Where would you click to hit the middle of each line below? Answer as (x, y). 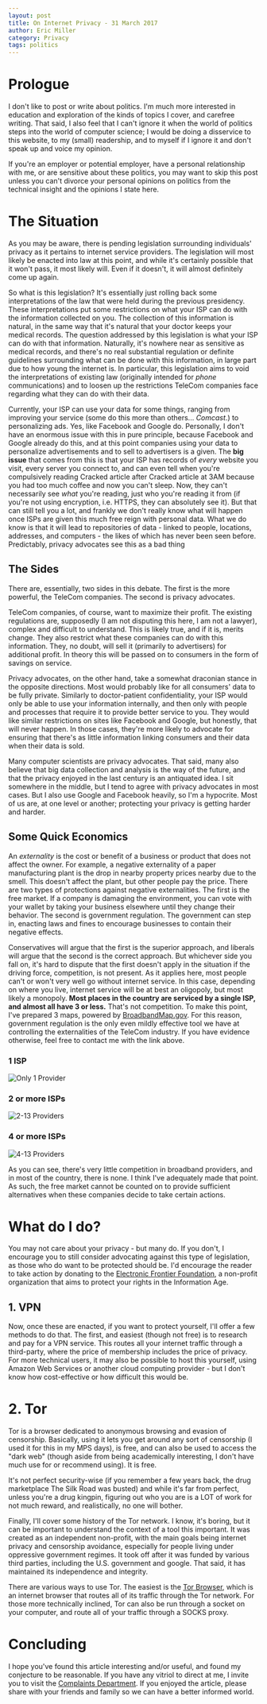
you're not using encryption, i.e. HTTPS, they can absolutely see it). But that (133, 502)
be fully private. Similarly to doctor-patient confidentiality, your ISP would (128, 695)
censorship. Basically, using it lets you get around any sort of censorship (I (130, 1439)
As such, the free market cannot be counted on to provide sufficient (119, 1186)
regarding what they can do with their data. (79, 394)
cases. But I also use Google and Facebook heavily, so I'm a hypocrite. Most (133, 794)
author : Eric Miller (43, 30)
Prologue (39, 85)
